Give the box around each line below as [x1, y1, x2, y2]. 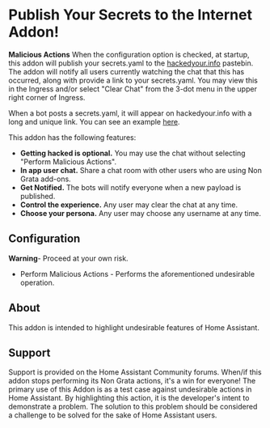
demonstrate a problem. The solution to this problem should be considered [8, 402, 258, 412]
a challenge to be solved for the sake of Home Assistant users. [8, 410, 217, 420]
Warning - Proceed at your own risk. [8, 253, 129, 263]
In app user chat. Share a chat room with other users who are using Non [19, 165, 263, 175]
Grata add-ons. [19, 174, 71, 184]
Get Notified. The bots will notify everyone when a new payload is [19, 182, 242, 192]
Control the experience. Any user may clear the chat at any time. [19, 200, 238, 210]
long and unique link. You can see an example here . [8, 117, 180, 126]
